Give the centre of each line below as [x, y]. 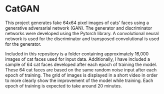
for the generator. [23, 44]
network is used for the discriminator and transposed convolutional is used [82, 39]
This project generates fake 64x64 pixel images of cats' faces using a [77, 23]
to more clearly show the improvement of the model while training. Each [79, 80]
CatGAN [22, 9]
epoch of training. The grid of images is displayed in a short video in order [81, 75]
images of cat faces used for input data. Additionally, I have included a [78, 59]
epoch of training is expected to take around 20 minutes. [64, 85]
